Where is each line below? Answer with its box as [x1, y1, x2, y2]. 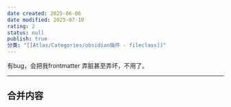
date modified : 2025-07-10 [7, 16, 85, 23]
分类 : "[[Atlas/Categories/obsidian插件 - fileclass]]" [7, 42, 166, 49]
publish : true [7, 36, 48, 43]
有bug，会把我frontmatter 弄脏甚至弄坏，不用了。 [7, 62, 148, 69]
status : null [7, 29, 45, 36]
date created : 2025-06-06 [7, 10, 81, 17]
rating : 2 [7, 23, 36, 29]
